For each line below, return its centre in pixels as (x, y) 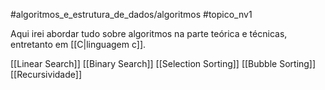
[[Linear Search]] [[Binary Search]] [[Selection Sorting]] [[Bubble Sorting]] (163, 63)
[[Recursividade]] (46, 74)
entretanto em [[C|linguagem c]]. (78, 44)
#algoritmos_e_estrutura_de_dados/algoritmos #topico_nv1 (131, 14)
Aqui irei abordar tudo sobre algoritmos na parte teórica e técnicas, (149, 33)
